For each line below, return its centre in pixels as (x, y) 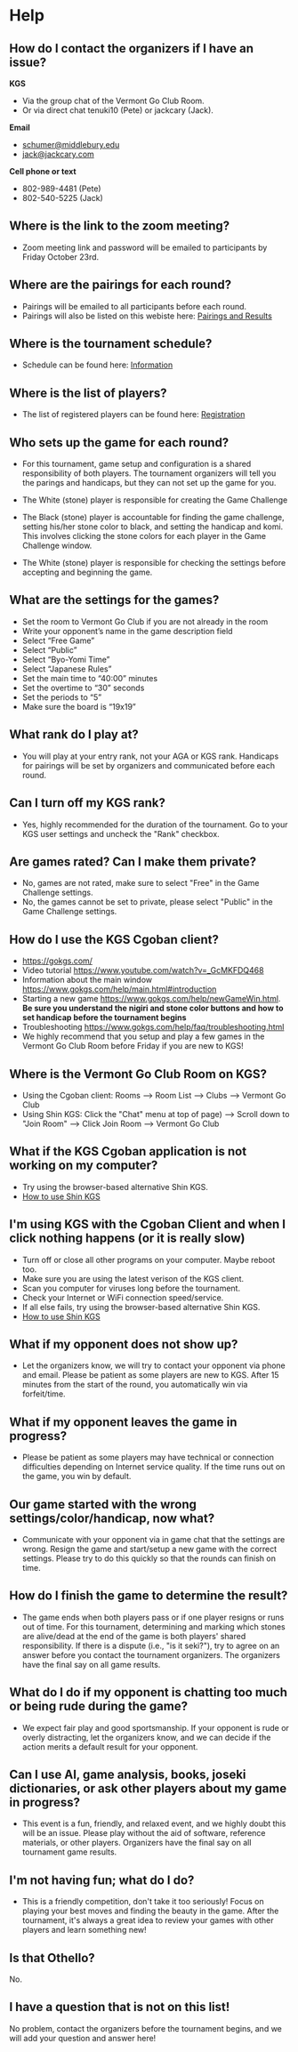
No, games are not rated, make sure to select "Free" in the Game (141, 883)
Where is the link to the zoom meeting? (120, 226)
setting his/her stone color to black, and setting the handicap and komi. (153, 527)
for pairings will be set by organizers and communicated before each (149, 765)
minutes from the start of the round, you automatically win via (135, 1385)
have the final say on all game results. (91, 1664)
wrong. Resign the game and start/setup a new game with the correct (149, 1549)
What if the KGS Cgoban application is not (128, 1151)
